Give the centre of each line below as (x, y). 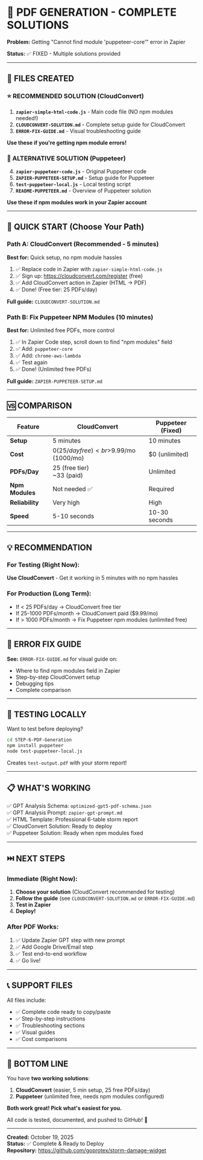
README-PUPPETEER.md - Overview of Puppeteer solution (83, 190)
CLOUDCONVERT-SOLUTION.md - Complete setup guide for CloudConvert (100, 124)
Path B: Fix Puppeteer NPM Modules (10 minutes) (80, 317)
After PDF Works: (33, 927)
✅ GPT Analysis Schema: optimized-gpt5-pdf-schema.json (79, 806)
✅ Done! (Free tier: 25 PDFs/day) (56, 289)
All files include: (27, 1000)
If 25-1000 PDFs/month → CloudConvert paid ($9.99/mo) (87, 613)
